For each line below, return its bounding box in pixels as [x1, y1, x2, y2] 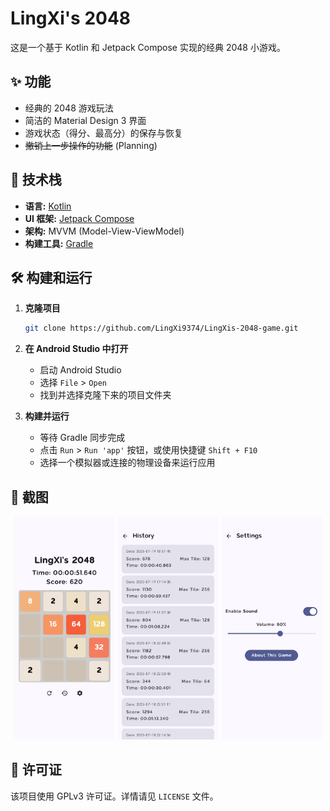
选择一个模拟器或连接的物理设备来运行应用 [39, 457, 216, 469]
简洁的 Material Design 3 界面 [24, 114, 147, 126]
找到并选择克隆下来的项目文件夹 [39, 389, 172, 401]
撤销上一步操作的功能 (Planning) [24, 139, 158, 151]
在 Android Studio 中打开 [24, 343, 129, 355]
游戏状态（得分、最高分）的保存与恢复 [24, 127, 183, 139]
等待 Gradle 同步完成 [39, 432, 126, 444]
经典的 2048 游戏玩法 [24, 102, 114, 114]
